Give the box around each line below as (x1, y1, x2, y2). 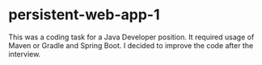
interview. (8, 49, 41, 59)
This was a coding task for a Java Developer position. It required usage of (8, 32, 255, 42)
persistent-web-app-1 (8, 6, 160, 24)
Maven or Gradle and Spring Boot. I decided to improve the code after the (8, 40, 254, 50)
